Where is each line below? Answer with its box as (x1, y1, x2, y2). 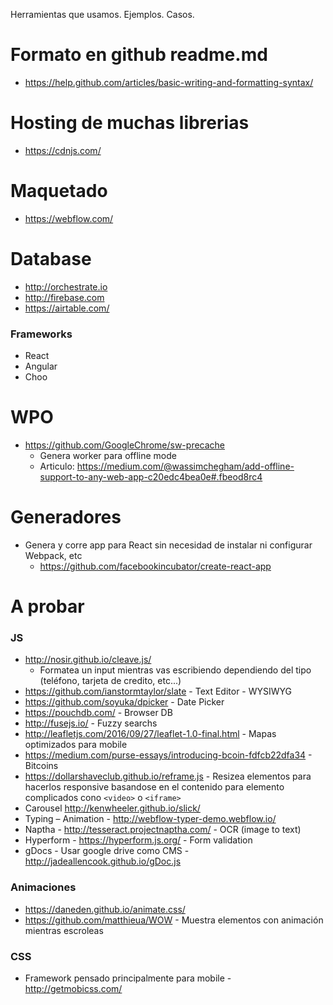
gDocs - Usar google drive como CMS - (24, 845, 190, 857)
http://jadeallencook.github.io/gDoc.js (24, 855, 182, 868)
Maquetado (10, 180, 108, 203)
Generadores (10, 506, 122, 529)
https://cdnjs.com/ (24, 144, 102, 156)
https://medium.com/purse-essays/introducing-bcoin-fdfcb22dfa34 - (24, 749, 313, 761)
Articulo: (39, 460, 75, 472)
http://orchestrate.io (24, 280, 108, 293)
